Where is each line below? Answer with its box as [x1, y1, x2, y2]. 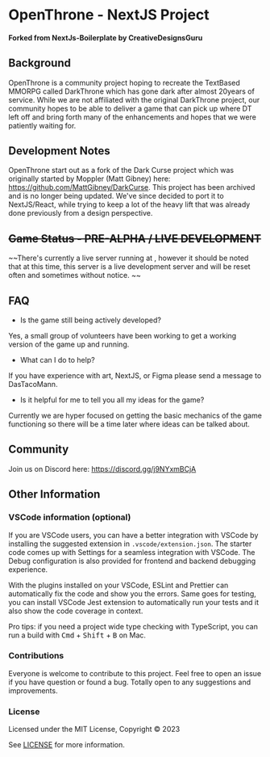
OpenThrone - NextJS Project [8, 6, 210, 24]
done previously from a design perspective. [8, 208, 153, 218]
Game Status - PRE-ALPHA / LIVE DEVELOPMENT [8, 232, 262, 246]
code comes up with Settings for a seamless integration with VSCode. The [8, 547, 255, 557]
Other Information [8, 487, 101, 502]
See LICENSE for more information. [8, 740, 125, 750]
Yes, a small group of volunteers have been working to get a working [8, 331, 237, 341]
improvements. [8, 685, 58, 696]
